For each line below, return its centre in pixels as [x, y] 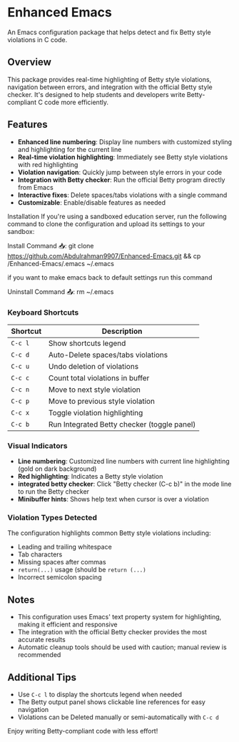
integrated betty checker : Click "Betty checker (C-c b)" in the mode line [124, 484]
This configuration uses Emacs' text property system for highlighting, [119, 617]
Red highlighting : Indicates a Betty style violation [90, 477]
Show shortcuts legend [87, 343]
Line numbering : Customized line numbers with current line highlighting [123, 462]
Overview [30, 62]
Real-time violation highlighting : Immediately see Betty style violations [123, 157]
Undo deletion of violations [94, 366]
